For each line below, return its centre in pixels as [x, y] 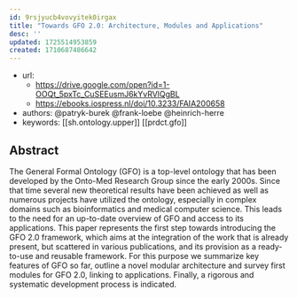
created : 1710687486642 [53, 50]
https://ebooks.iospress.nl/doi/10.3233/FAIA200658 [130, 103]
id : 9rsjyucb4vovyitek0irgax [63, 17]
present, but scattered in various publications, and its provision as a [133, 246]
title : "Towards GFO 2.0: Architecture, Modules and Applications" [137, 26]
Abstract [34, 150]
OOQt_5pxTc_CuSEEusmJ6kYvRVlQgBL [107, 95]
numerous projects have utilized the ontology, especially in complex [133, 199]
